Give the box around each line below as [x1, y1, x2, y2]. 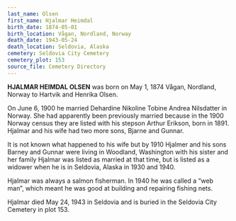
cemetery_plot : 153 [7, 57, 65, 64]
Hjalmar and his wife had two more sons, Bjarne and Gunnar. [7, 126, 184, 135]
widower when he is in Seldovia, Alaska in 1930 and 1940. [7, 162, 176, 171]
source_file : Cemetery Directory [7, 63, 106, 70]
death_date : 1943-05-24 [7, 37, 78, 44]
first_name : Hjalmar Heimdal [7, 17, 94, 24]
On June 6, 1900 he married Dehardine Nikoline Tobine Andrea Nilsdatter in [7, 103, 227, 112]
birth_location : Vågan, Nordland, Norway [7, 30, 132, 38]
